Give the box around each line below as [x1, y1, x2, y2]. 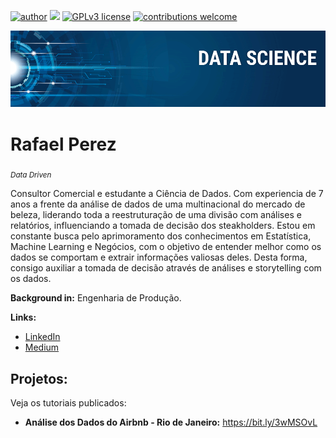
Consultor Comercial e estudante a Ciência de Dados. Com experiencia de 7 [10, 188, 324, 200]
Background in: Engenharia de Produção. [10, 292, 182, 304]
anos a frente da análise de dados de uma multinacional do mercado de [10, 198, 306, 210]
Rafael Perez [10, 133, 117, 155]
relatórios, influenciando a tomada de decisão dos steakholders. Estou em [10, 220, 316, 232]
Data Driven [10, 170, 52, 180]
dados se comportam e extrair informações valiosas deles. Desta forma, [10, 251, 308, 264]
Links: [10, 311, 37, 324]
